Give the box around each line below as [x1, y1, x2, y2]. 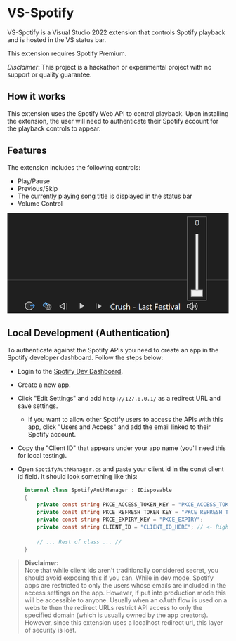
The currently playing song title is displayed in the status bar [17, 192, 193, 200]
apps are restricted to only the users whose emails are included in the [24, 581, 227, 589]
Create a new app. [17, 381, 72, 389]
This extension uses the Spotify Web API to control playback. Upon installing [7, 109, 229, 117]
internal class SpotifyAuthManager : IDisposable [24, 487, 172, 494]
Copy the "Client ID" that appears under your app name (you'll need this [17, 444, 226, 452]
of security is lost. [24, 626, 77, 634]
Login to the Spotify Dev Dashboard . [17, 366, 123, 375]
